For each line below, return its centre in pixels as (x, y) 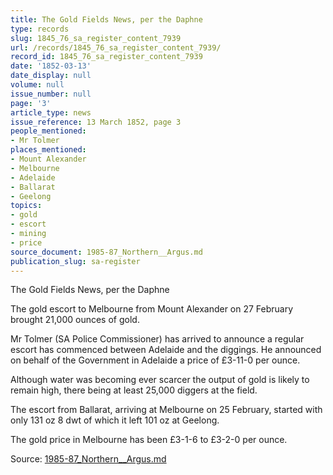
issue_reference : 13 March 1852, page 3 (96, 122)
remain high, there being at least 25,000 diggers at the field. (134, 390)
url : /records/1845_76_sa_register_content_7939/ (116, 47)
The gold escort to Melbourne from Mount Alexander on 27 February (152, 309)
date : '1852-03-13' (51, 66)
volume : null (37, 85)
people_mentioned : (48, 131)
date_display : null (51, 76)
